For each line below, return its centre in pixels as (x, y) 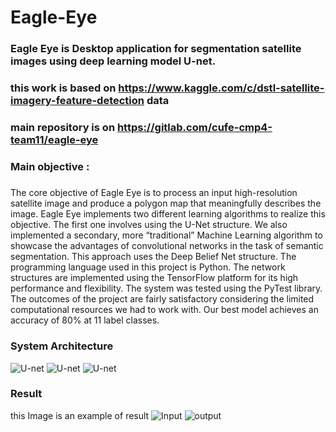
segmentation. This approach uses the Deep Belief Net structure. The (153, 257)
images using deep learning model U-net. (113, 61)
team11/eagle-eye (54, 139)
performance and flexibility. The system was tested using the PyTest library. (166, 288)
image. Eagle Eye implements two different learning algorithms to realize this (168, 214)
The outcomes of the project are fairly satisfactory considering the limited (162, 299)
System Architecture (62, 346)
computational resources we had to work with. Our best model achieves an (164, 310)
